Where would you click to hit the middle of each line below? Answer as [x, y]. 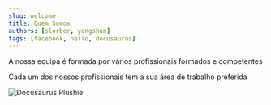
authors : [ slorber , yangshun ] [60, 31]
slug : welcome [32, 16]
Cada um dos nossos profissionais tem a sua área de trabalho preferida [128, 77]
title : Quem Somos [39, 23]
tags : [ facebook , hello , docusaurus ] [72, 38]
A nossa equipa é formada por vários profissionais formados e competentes [135, 61]
